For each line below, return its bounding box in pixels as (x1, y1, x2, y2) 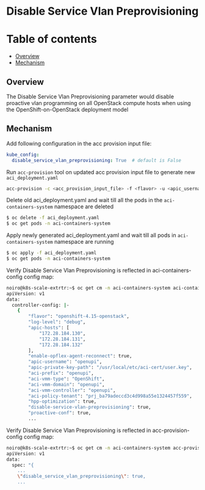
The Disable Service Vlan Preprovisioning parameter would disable (6, 93, 174, 100)
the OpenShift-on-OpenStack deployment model (6, 106, 129, 113)
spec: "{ (12, 462, 34, 468)
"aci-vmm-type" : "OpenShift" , (28, 376, 105, 382)
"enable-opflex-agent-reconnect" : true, (28, 353, 132, 359)
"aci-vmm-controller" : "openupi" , (28, 387, 116, 393)
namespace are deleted (54, 203, 114, 210)
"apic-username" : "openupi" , (28, 359, 103, 365)
